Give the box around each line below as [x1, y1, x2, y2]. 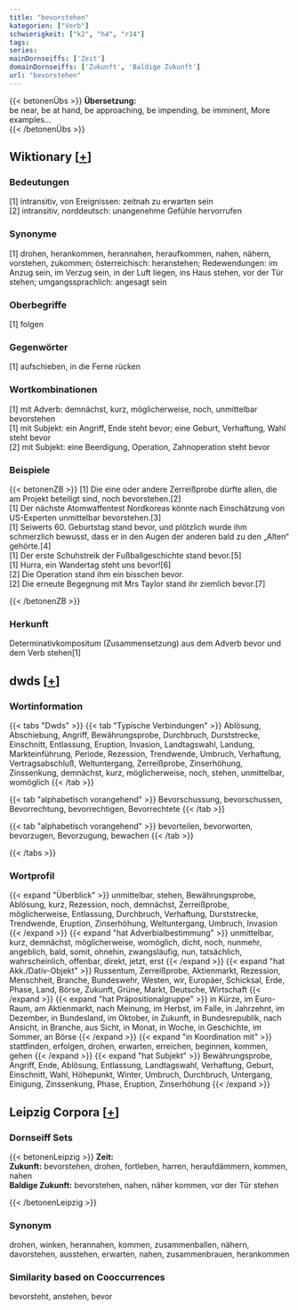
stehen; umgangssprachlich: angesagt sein [9, 277, 167, 287]
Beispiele [9, 463, 51, 476]
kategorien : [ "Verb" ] [9, 21, 90, 30]
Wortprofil [9, 869, 55, 881]
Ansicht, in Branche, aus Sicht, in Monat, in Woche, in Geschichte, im [9, 1022, 262, 1033]
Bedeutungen [9, 176, 69, 189]
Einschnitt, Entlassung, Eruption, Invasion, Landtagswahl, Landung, [9, 739, 255, 750]
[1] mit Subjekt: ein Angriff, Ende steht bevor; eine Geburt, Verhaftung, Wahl [9, 422, 286, 433]
